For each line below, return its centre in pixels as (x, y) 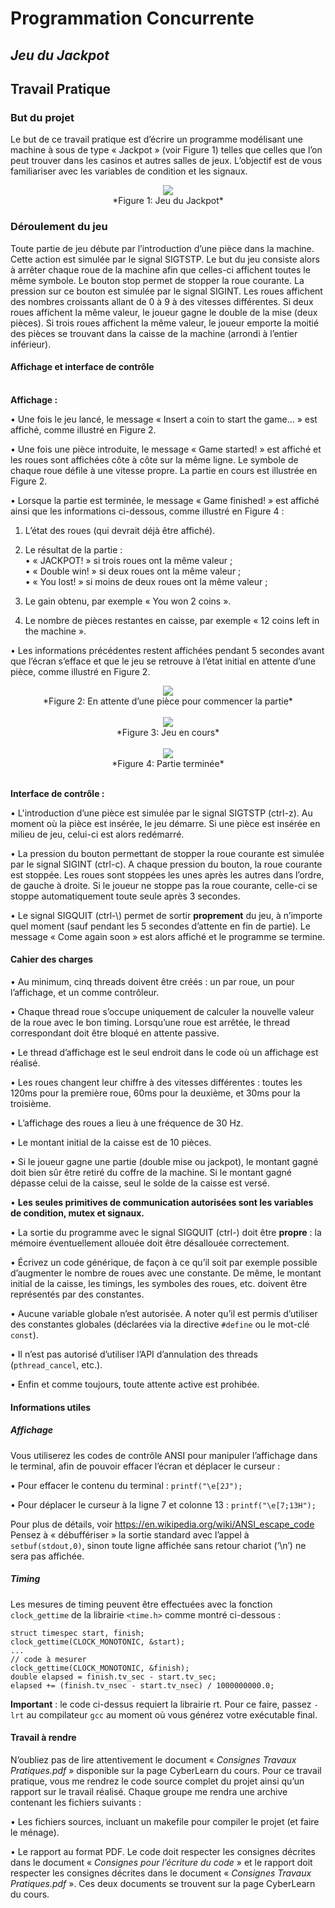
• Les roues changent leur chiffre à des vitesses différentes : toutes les (156, 1082)
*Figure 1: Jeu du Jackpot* (168, 201)
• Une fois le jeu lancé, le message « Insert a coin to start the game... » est (164, 419)
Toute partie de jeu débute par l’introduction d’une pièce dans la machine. (162, 248)
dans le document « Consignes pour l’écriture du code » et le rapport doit (161, 1862)
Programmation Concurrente (132, 18)
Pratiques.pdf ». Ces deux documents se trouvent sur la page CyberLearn (163, 1883)
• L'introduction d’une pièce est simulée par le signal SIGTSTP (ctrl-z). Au (161, 813)
